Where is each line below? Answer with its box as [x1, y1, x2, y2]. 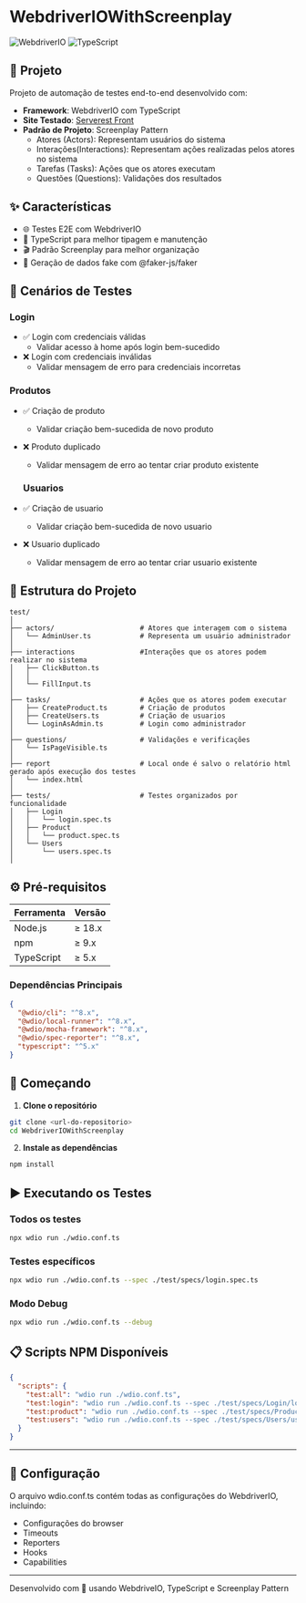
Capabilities [22, 1556, 67, 1567]
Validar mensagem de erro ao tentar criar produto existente [36, 459, 260, 471]
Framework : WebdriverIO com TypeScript [22, 105, 180, 116]
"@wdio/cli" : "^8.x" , [17, 1008, 100, 1018]
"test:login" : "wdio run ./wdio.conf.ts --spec [25, 1398, 209, 1408]
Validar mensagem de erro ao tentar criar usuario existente [36, 556, 258, 567]
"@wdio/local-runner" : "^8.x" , [17, 1017, 137, 1026]
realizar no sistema [9, 655, 88, 665]
